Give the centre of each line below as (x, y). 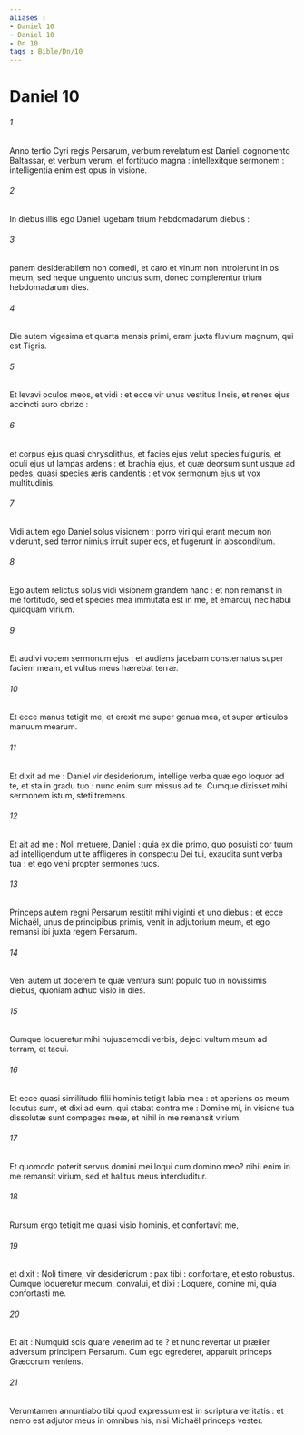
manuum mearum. (44, 727)
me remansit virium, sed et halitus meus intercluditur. (108, 1176)
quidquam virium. (42, 609)
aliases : (28, 18)
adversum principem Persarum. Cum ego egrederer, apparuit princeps (141, 1352)
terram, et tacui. (39, 1049)
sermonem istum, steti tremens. (69, 795)
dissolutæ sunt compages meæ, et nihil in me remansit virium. (126, 1117)
